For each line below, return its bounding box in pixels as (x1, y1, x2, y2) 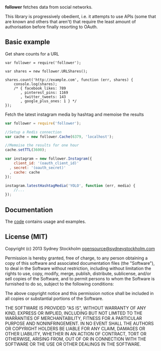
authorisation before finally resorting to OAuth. (5, 24, 98, 30)
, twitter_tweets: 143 (20, 94, 66, 99)
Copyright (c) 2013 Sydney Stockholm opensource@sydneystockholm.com (5, 245, 155, 251)
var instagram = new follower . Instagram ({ (5, 156, 92, 161)
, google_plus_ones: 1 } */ (20, 98, 77, 104)
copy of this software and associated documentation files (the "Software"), (5, 260, 155, 266)
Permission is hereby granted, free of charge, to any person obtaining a (5, 255, 148, 261)
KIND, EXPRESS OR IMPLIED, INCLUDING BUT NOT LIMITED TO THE (5, 310, 143, 316)
